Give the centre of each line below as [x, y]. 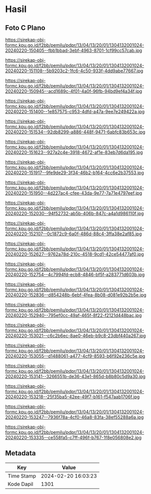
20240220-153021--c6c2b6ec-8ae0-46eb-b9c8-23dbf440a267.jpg [75, 336]
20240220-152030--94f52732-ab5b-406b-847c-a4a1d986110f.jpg [74, 213]
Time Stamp [22, 476]
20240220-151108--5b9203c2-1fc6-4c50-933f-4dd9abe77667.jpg [74, 71]
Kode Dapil [20, 484]
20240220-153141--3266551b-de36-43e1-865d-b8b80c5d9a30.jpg [75, 376]
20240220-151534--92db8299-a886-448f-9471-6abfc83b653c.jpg [75, 132]
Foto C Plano [25, 28]
